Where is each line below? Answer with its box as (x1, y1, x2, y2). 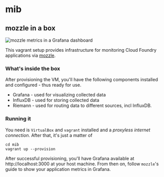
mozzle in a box (5, 24, 56, 32)
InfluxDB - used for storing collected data (12, 97, 100, 103)
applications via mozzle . (5, 52, 56, 58)
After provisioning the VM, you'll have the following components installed (5, 77, 158, 83)
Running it (5, 115, 31, 122)
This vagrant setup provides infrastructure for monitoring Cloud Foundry (5, 47, 157, 53)
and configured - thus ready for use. (5, 82, 82, 88)
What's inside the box (5, 65, 60, 72)
